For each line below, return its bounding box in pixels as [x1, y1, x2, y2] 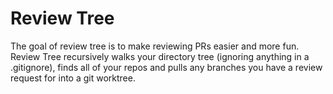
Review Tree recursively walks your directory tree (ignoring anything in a [10, 50, 310, 62]
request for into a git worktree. [10, 72, 136, 84]
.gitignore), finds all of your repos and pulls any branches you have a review [10, 61, 323, 73]
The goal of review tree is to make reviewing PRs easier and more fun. [10, 40, 300, 52]
